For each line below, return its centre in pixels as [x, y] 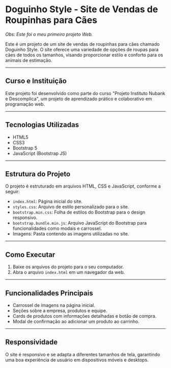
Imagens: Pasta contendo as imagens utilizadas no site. [71, 234]
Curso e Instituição [36, 81]
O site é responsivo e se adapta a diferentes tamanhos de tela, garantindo [83, 354]
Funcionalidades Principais [49, 293]
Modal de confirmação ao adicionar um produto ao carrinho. [76, 321]
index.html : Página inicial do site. [48, 201]
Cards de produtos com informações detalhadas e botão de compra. [84, 316]
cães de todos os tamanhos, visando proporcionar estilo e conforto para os [84, 55]
